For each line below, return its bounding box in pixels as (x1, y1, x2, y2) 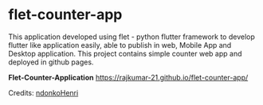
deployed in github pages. (8, 57, 94, 67)
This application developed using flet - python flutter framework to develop (8, 32, 255, 41)
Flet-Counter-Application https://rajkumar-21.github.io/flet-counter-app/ (8, 72, 249, 82)
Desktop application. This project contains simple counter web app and (8, 49, 242, 58)
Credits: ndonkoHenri (8, 87, 79, 97)
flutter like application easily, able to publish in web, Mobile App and (8, 40, 232, 49)
